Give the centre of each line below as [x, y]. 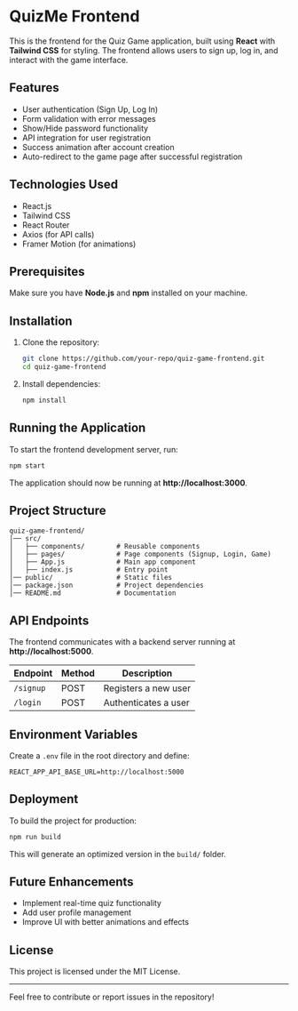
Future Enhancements [72, 882]
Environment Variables [74, 734]
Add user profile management [76, 912]
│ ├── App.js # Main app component [103, 562]
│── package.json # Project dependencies [106, 586]
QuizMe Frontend [74, 16]
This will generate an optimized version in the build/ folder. [118, 854]
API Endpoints [49, 620]
